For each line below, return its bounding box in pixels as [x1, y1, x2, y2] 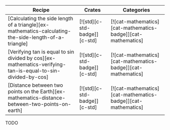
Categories [122, 7, 150, 13]
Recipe [32, 7, 50, 13]
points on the [8, 88, 39, 95]
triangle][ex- [18, 21, 50, 28]
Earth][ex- [40, 88, 66, 95]
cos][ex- [33, 55, 56, 61]
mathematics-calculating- [8, 28, 71, 34]
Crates [84, 7, 101, 13]
